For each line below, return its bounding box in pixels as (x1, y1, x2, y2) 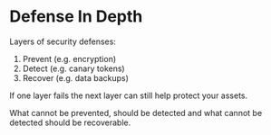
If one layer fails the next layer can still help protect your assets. (9, 90, 248, 101)
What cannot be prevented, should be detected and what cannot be (9, 107, 263, 118)
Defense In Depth (9, 6, 143, 27)
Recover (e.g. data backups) (22, 72, 130, 83)
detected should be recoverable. (9, 117, 131, 128)
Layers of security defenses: (9, 36, 116, 47)
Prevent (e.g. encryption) (22, 53, 117, 64)
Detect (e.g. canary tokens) (22, 63, 125, 74)
